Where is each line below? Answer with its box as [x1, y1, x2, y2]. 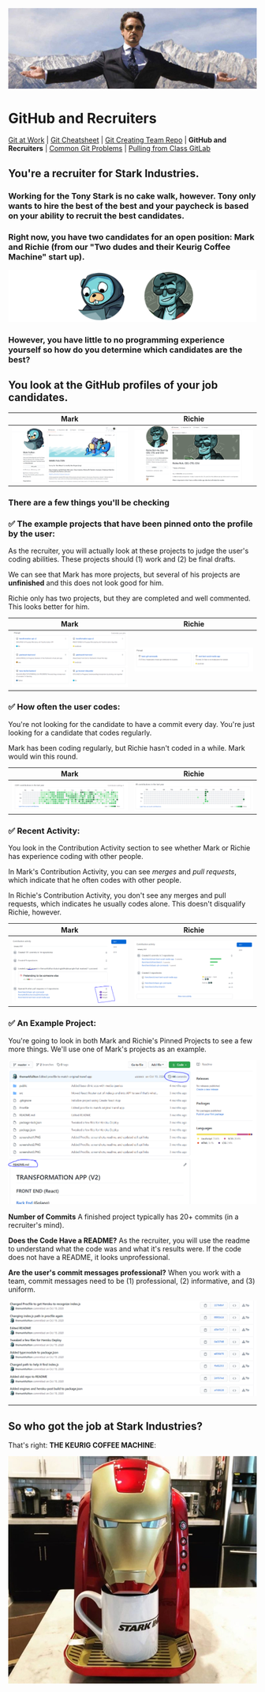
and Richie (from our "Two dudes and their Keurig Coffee [8, 241, 231, 252]
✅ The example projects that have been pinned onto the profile [8, 518, 254, 529]
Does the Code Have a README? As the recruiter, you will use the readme [8, 1236, 251, 1245]
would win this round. [8, 751, 78, 761]
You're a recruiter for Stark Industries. [8, 166, 200, 180]
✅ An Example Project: [8, 1018, 97, 1029]
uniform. [8, 1285, 35, 1294]
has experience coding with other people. [8, 852, 144, 861]
